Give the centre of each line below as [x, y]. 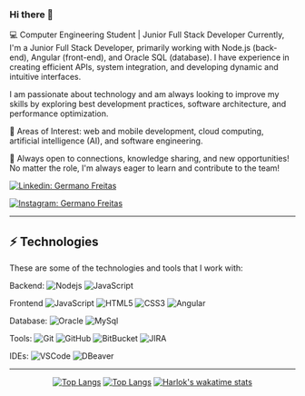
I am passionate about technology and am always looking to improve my [144, 94]
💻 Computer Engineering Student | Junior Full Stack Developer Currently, [147, 35]
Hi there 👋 [32, 15]
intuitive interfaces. [45, 77]
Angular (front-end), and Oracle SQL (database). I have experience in [161, 57]
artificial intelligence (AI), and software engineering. [106, 141]
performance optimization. [59, 114]
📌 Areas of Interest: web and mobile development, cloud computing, [137, 132]
